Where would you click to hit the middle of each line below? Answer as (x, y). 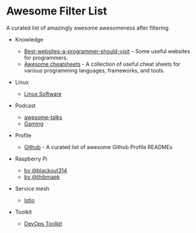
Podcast (25, 105)
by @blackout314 (46, 170)
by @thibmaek (42, 177)
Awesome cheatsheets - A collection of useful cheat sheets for (102, 64)
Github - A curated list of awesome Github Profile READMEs (98, 147)
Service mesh (32, 188)
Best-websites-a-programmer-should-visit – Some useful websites (107, 51)
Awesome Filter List (57, 11)
